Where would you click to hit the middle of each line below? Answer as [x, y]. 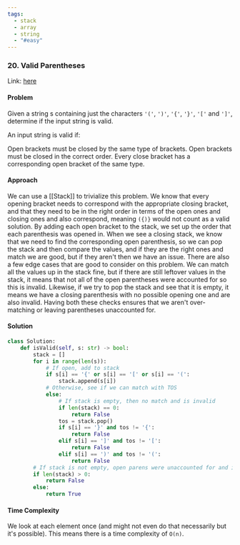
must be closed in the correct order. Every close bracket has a [99, 156]
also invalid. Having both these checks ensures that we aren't [98, 302]
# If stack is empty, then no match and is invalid [137, 401]
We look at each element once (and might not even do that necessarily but [117, 526]
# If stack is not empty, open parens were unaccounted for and [131, 467]
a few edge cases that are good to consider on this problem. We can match [118, 264]
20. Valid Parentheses [46, 66]
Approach [22, 180]
